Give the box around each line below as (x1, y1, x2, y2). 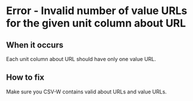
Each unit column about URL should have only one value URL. (6, 56, 156, 62)
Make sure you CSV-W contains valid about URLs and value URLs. (6, 88, 167, 95)
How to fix (6, 72, 44, 83)
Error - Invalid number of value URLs (6, 4, 188, 18)
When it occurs (6, 40, 64, 50)
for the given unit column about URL (6, 16, 186, 30)
